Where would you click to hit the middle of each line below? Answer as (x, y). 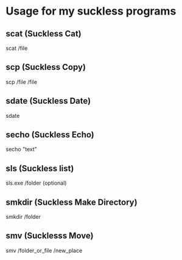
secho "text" (21, 149)
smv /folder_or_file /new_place (44, 250)
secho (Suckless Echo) (50, 135)
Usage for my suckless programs (91, 11)
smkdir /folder (23, 217)
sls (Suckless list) (40, 168)
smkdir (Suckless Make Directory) (72, 202)
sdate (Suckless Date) (48, 101)
